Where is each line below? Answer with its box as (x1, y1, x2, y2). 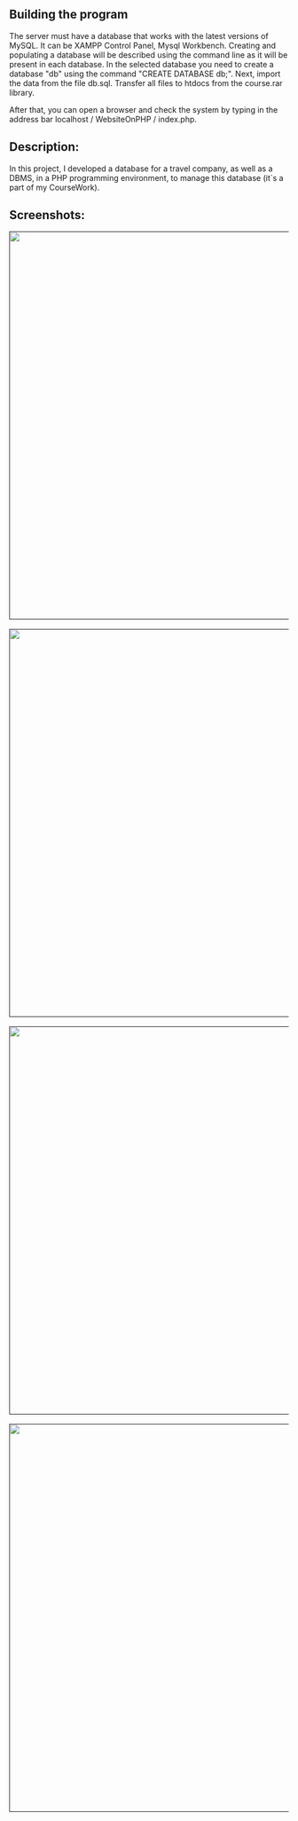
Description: (9, 139, 80, 154)
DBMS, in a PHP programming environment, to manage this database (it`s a (9, 172, 284, 183)
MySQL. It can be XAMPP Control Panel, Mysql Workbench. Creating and (9, 40, 277, 51)
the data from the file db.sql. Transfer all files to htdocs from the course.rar (9, 77, 283, 88)
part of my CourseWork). (9, 182, 100, 192)
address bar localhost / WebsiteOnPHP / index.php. (9, 114, 198, 124)
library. (9, 87, 35, 98)
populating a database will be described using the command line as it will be (9, 49, 288, 60)
